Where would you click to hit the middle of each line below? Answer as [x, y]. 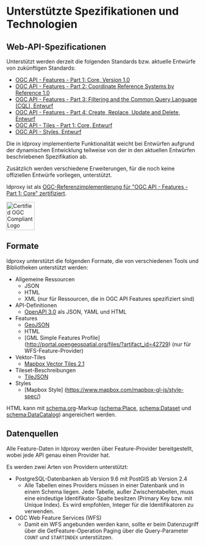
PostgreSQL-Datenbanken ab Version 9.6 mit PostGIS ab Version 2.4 [101, 479]
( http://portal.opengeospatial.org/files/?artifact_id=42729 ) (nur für [107, 344]
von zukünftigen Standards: [41, 68]
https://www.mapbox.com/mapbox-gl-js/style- [125, 389]
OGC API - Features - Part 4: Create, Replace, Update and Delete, [98, 112]
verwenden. [39, 511]
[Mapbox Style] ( [45, 389]
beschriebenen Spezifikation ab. [47, 157]
